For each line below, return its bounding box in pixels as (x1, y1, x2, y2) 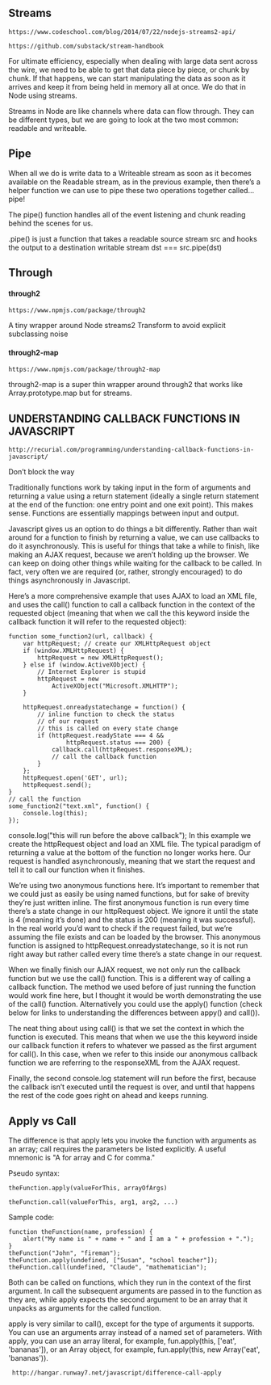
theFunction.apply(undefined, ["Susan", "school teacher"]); (8, 1257, 219, 1265)
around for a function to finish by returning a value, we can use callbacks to (8, 533, 260, 542)
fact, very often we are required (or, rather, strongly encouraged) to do (8, 567, 243, 577)
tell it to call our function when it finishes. (8, 865, 145, 875)
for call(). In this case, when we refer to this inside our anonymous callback (8, 1050, 258, 1059)
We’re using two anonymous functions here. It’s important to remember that (8, 881, 260, 890)
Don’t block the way (8, 467, 75, 477)
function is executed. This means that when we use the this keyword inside (8, 1032, 258, 1042)
